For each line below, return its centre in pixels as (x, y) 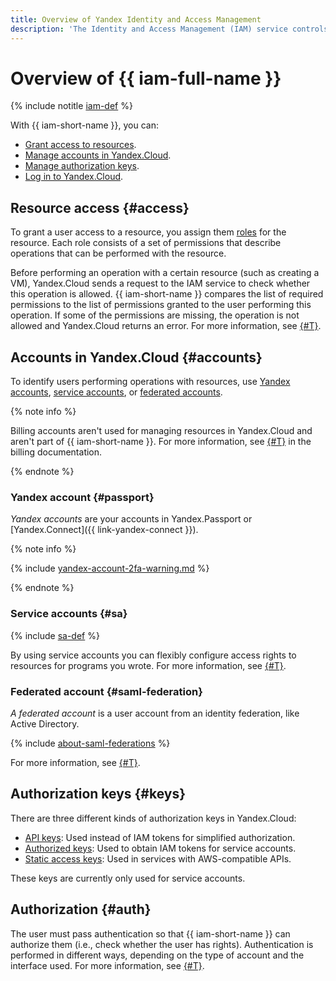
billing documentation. (56, 452)
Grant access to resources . (80, 145)
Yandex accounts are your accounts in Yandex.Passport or (131, 519)
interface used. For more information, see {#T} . (107, 965)
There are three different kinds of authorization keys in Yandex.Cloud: (153, 818)
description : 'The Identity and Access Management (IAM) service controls (169, 29)
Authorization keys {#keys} (98, 794)
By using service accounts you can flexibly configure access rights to (153, 655)
